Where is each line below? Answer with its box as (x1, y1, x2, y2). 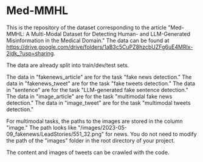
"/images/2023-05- (78, 124, 128, 131)
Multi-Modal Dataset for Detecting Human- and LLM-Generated (31, 30, 190, 37)
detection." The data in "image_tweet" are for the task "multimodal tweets (6, 99, 191, 107)
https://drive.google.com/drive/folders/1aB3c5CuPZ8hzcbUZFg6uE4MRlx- (6, 43, 193, 51)
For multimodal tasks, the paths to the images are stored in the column (6, 117, 183, 125)
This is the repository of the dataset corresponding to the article (6, 24, 167, 31)
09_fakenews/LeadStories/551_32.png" (6, 130, 105, 138)
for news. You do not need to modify (105, 130, 197, 138)
